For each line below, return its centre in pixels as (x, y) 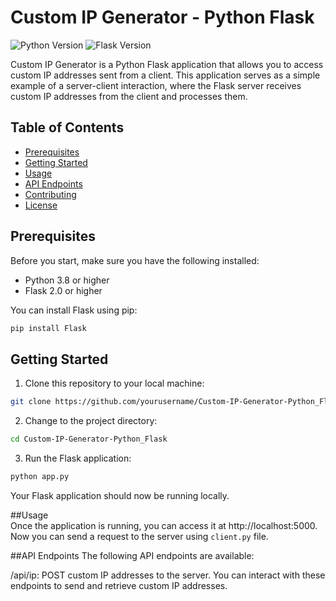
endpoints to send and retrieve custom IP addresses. (119, 585)
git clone (31, 402)
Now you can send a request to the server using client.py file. (139, 536)
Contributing (50, 194)
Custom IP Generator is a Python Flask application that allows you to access (167, 64)
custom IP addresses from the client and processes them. (129, 96)
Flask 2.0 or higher (63, 290)
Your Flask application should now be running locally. (120, 495)
